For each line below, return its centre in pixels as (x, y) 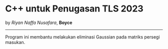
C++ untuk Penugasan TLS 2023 (74, 9)
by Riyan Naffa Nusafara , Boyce (39, 22)
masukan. (15, 42)
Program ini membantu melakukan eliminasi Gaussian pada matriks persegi (82, 37)
